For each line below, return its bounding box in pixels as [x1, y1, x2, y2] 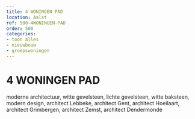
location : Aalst [6, 14, 47, 20]
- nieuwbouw [6, 42, 36, 48]
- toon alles [6, 36, 39, 42]
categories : [6, 31, 36, 37]
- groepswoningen [6, 48, 50, 54]
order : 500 [6, 25, 34, 32]
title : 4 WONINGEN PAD [6, 8, 63, 15]
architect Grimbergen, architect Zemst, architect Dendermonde [6, 106, 162, 113]
